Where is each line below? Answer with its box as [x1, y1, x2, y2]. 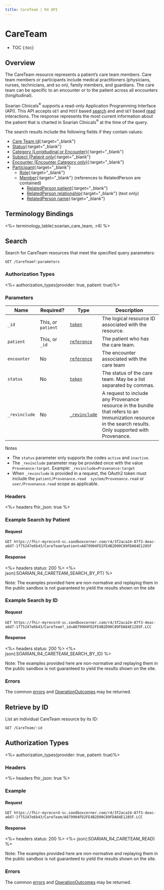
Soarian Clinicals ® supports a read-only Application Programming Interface [5, 102, 156, 109]
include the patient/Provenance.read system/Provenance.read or [12, 475, 144, 481]
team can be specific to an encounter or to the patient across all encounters [5, 87, 158, 93]
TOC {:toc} [12, 45, 34, 50]
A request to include [102, 390, 148, 396]
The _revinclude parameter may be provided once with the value [12, 460, 143, 466]
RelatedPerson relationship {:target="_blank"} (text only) [26, 190, 139, 196]
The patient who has [102, 335, 149, 342]
